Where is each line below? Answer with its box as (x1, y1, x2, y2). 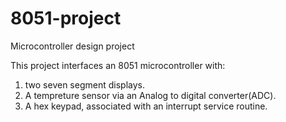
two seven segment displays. (24, 78, 145, 91)
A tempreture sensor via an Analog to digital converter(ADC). (24, 89, 277, 101)
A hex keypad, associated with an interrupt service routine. (24, 100, 268, 112)
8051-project (10, 7, 122, 30)
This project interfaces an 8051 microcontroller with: (10, 59, 226, 71)
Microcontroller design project (10, 40, 135, 52)
